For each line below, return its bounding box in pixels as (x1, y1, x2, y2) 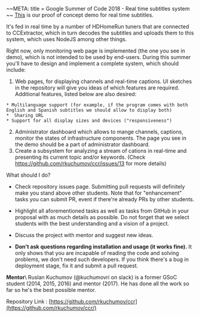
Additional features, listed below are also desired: (14, 91, 137, 97)
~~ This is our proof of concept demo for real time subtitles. (6, 11, 154, 19)
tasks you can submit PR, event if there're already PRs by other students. (14, 196, 195, 202)
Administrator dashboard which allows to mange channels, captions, (14, 128, 184, 135)
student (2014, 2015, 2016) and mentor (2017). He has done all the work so (6, 280, 190, 287)
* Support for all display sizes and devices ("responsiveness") (6, 118, 172, 124)
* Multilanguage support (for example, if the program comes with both (6, 102, 188, 108)
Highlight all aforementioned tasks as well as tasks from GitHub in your (14, 207, 189, 214)
